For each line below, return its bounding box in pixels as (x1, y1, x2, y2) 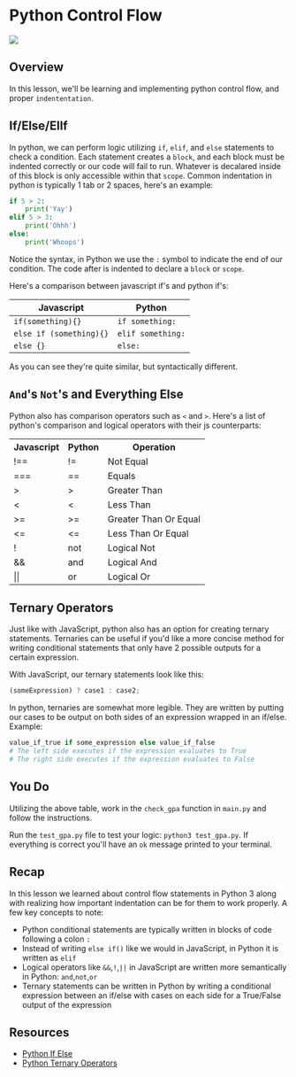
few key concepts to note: (9, 907, 104, 918)
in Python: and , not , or (21, 971, 98, 981)
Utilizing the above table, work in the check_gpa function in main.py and (9, 802, 267, 813)
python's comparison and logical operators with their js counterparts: (9, 420, 262, 430)
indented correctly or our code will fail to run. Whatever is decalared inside (9, 160, 281, 171)
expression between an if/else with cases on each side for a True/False (21, 989, 282, 1001)
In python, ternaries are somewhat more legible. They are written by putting (9, 702, 285, 713)
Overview (9, 59, 65, 75)
